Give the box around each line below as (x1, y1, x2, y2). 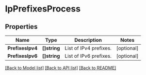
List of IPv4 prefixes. (65, 45, 112, 51)
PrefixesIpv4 (7, 45, 38, 51)
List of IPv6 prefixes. (65, 53, 112, 59)
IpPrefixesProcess (5, 3, 81, 14)
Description (74, 37, 102, 43)
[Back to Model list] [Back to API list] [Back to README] (5, 65, 116, 71)
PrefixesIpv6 (7, 53, 38, 59)
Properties (5, 23, 38, 31)
